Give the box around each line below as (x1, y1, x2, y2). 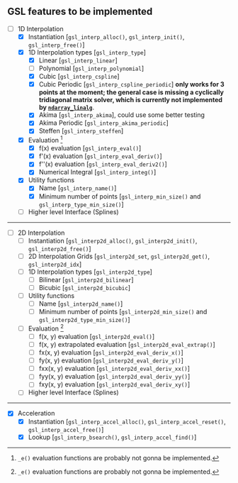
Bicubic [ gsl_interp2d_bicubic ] (38, 283, 131, 292)
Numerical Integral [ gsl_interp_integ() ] (38, 168, 157, 177)
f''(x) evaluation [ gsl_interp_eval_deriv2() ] (38, 160, 168, 169)
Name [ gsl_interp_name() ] (38, 184, 117, 192)
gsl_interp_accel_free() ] (28, 425, 104, 433)
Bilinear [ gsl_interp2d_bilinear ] (38, 275, 134, 284)
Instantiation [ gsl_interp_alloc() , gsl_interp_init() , (28, 32, 185, 41)
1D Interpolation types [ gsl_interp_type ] (28, 48, 147, 56)
